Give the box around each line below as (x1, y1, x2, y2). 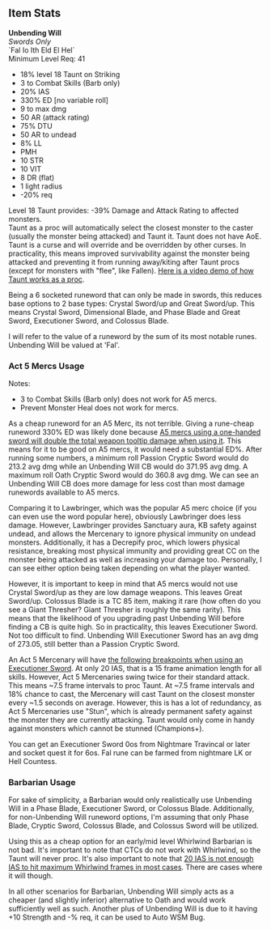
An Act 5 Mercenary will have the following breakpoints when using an (8, 655, 243, 665)
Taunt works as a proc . (8, 274, 85, 284)
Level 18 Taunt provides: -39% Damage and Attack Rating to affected (8, 206, 239, 215)
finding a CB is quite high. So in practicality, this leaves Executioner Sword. (8, 622, 258, 632)
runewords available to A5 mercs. (8, 487, 120, 497)
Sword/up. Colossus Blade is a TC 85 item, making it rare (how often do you (8, 597, 261, 606)
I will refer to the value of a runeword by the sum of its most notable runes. (8, 331, 257, 341)
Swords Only (8, 36, 51, 46)
